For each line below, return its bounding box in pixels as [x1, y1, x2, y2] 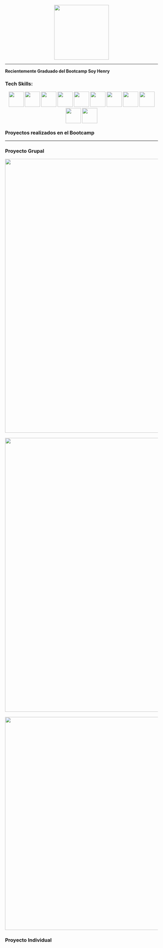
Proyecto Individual [5, 937, 52, 944]
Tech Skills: [5, 80, 33, 87]
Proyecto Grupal [5, 148, 45, 154]
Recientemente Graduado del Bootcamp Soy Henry [5, 68, 110, 74]
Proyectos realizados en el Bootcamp [5, 129, 95, 136]
